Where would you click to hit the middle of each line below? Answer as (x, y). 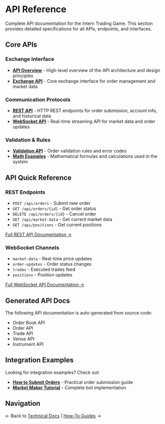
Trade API (23, 334)
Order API (23, 328)
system (20, 162)
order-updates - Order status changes (52, 264)
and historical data (32, 116)
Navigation (23, 403)
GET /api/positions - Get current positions (57, 225)
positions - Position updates (42, 275)
